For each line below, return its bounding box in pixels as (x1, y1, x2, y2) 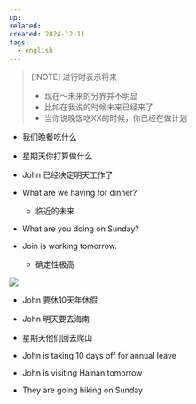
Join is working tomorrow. (21, 241, 118, 252)
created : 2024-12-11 (9, 29, 86, 38)
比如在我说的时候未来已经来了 (43, 101, 153, 112)
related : (9, 21, 42, 30)
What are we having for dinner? (21, 188, 137, 198)
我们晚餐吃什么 (21, 132, 77, 142)
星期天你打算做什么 (21, 150, 93, 161)
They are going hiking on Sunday (21, 384, 144, 396)
